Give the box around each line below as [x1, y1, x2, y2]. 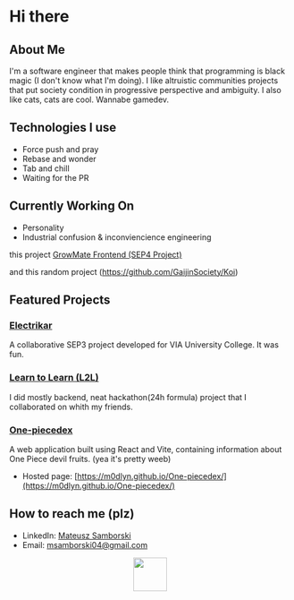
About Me [9, 42, 65, 57]
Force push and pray [21, 143, 99, 154]
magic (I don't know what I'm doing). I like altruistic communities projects [9, 75, 279, 86]
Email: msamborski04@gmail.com [21, 539, 148, 550]
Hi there [9, 6, 70, 27]
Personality [21, 222, 64, 233]
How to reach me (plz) [9, 506, 135, 521]
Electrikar [9, 319, 53, 331]
